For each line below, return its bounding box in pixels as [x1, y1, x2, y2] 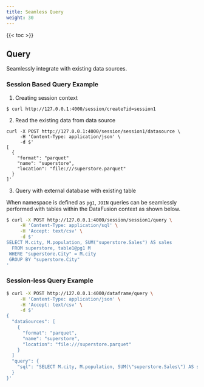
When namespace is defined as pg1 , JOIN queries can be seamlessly [6, 198, 177, 206]
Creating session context [15, 94, 78, 101]
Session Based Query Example [6, 80, 99, 89]
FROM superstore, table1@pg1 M [12, 245, 91, 251]
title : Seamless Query [6, 9, 64, 15]
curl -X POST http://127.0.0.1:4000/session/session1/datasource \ [6, 128, 181, 134]
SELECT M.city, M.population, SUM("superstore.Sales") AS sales [6, 240, 172, 246]
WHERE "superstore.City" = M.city [8, 251, 97, 257]
